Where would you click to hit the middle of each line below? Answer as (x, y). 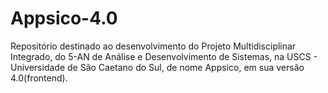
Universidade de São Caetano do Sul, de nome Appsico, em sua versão (157, 67)
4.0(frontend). (39, 78)
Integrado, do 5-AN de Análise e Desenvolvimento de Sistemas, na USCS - (164, 56)
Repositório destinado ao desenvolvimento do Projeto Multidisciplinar (153, 46)
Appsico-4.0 (64, 18)
